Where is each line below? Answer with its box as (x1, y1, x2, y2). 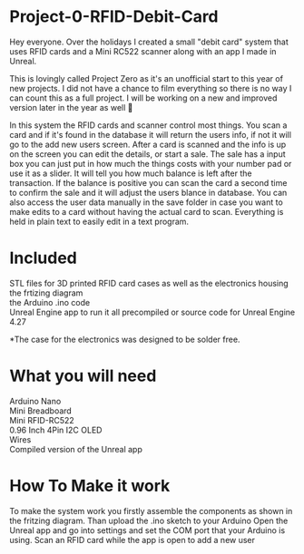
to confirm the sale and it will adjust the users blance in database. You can (9, 187, 288, 198)
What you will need (9, 365, 157, 386)
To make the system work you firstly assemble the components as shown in (9, 505, 293, 516)
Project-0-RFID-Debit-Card (9, 6, 220, 27)
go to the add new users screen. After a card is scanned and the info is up (9, 139, 287, 150)
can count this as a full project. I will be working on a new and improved (9, 92, 278, 103)
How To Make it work (9, 476, 171, 496)
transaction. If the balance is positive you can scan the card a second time (9, 177, 288, 188)
